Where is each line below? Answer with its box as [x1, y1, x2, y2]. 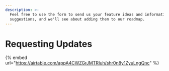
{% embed [5, 54, 28, 60]
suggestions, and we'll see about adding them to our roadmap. [10, 16, 145, 21]
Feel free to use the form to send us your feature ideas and [10, 12, 143, 17]
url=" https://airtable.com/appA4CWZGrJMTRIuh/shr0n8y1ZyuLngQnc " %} [5, 60, 159, 66]
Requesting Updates [5, 38, 93, 49]
